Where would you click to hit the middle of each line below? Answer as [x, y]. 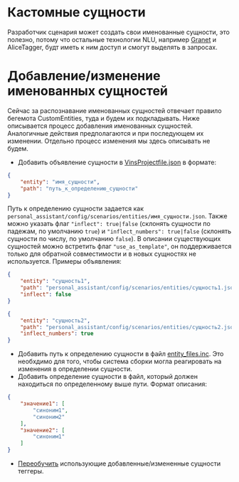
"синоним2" [49, 417]
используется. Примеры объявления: [65, 262]
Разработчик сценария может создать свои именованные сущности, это [118, 32]
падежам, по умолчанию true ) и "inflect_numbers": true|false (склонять [119, 231]
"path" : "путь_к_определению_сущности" [79, 188]
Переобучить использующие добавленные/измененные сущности [119, 464]
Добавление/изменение [84, 76]
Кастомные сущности [76, 12]
